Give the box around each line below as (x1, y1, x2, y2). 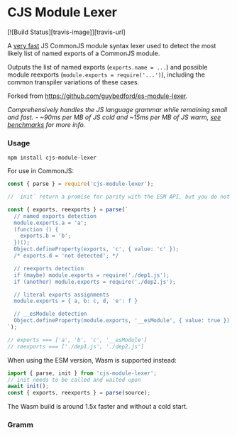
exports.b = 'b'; (20, 232, 72, 240)
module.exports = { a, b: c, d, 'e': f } (13, 297, 138, 305)
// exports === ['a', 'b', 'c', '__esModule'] (7, 336, 148, 343)
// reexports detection (13, 265, 84, 272)
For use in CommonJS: (7, 167, 75, 175)
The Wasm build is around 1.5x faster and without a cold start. (7, 402, 188, 411)
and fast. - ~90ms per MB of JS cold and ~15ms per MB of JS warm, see (7, 113, 221, 121)
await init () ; (7, 382, 50, 390)
